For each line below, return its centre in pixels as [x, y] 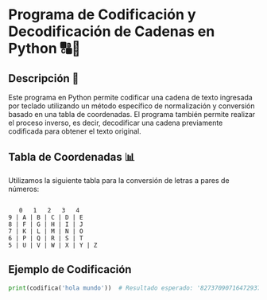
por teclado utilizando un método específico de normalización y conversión [132, 106]
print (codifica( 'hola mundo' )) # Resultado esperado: [101, 288]
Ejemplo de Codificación [70, 269]
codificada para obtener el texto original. [75, 131]
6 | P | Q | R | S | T [46, 238]
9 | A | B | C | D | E [46, 217]
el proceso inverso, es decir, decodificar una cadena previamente [116, 123]
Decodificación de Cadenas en [112, 31]
